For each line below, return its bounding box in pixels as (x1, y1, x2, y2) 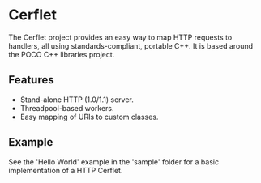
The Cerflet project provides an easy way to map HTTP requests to (8, 32, 233, 42)
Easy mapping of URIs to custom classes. (19, 112, 159, 121)
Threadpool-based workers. (19, 103, 115, 113)
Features (8, 73, 54, 87)
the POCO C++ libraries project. (8, 49, 115, 59)
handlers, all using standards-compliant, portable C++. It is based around (8, 40, 254, 50)
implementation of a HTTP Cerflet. (8, 165, 123, 175)
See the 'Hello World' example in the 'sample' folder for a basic (8, 156, 220, 167)
